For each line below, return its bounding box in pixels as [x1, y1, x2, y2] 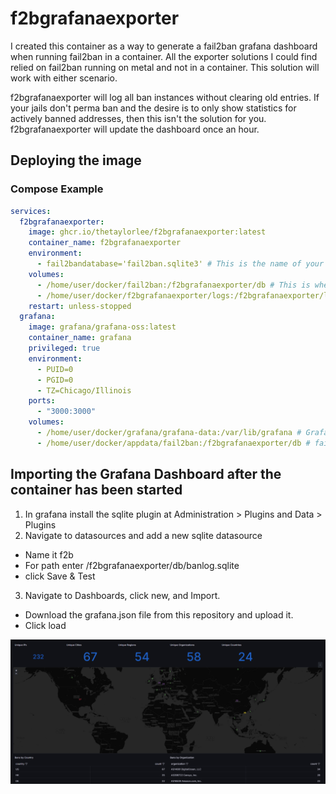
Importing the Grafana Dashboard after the [10, 466, 282, 483]
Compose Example [10, 182, 104, 196]
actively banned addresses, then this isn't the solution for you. [10, 112, 267, 124]
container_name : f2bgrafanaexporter [28, 238, 182, 248]
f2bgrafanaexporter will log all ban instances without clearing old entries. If [10, 91, 320, 103]
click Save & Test [24, 570, 96, 582]
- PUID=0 [36, 364, 74, 374]
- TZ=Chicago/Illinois [36, 385, 132, 396]
